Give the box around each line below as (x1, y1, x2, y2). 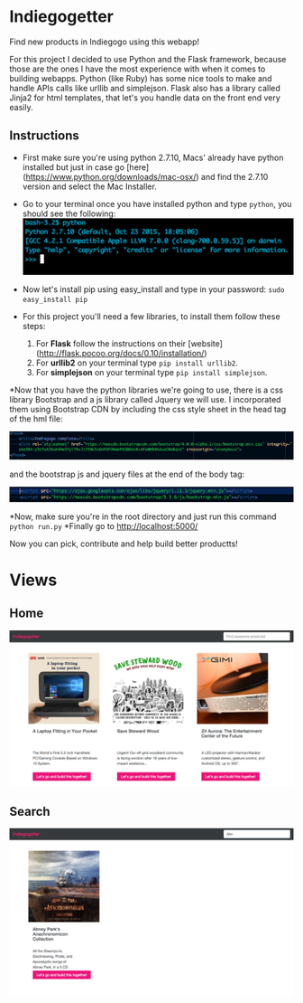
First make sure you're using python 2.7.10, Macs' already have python (22, 152, 284, 163)
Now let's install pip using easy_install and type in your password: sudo (22, 283, 285, 295)
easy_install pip (22, 295, 88, 304)
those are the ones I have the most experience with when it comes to (9, 63, 266, 74)
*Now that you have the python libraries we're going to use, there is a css (9, 384, 284, 395)
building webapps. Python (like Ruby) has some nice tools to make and (9, 72, 272, 83)
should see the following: (22, 208, 116, 219)
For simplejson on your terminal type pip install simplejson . (35, 366, 268, 377)
